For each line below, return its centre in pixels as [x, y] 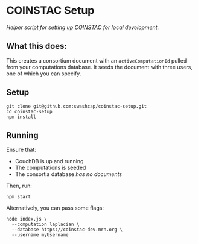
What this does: [37, 46]
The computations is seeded [50, 168]
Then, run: [19, 186]
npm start [19, 197]
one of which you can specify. [44, 74]
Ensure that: [21, 150]
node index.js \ [27, 219]
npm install [21, 117]
